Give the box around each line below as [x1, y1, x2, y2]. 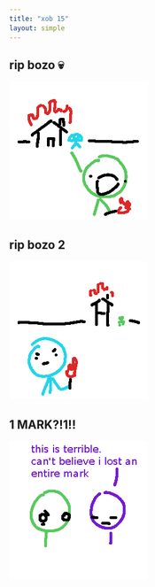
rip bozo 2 [9, 237, 66, 252]
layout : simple [9, 23, 66, 33]
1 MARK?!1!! [9, 417, 77, 432]
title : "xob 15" [9, 14, 69, 23]
